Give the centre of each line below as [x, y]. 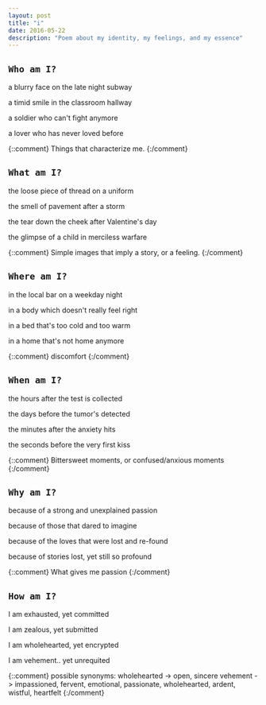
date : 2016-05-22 [37, 30]
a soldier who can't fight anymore [63, 118]
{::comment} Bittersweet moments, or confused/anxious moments [116, 460]
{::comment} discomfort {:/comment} [69, 356]
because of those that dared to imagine [73, 526]
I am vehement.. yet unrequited [59, 660]
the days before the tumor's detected [69, 413]
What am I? [35, 173]
